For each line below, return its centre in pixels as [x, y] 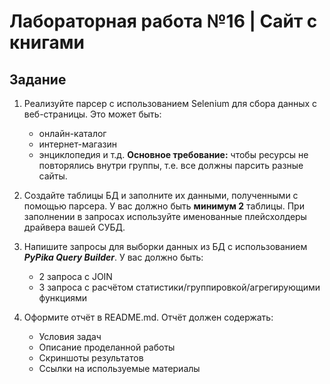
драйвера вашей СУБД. [74, 227]
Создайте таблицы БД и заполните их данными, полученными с [161, 195]
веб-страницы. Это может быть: [92, 114]
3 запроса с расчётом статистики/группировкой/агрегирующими [179, 287]
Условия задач [70, 336]
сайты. [53, 176]
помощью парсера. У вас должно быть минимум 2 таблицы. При [164, 206]
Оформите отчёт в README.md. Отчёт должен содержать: [148, 317]
